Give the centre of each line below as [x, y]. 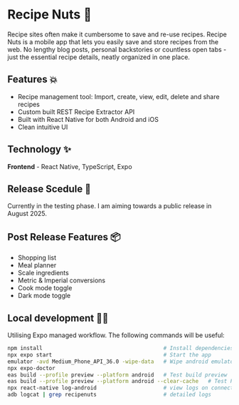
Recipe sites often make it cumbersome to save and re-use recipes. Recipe [117, 34]
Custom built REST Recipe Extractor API [76, 112]
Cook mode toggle [45, 288]
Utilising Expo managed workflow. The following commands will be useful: [116, 335]
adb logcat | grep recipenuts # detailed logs [110, 395]
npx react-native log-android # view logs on [108, 388]
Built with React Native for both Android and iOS [88, 119]
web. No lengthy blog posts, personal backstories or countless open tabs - [117, 49]
